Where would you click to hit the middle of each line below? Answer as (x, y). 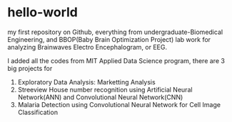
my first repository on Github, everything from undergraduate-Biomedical (115, 32)
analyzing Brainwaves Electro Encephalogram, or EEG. (87, 47)
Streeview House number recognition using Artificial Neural (105, 89)
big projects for (30, 68)
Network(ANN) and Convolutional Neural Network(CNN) (100, 97)
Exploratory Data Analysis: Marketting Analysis (86, 82)
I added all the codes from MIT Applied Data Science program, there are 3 (116, 60)
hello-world (43, 12)
